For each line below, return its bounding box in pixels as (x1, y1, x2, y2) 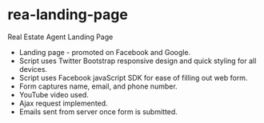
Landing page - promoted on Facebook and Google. (18, 47, 191, 57)
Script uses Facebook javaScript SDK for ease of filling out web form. (18, 73, 248, 82)
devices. (18, 64, 48, 73)
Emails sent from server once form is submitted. (18, 106, 178, 117)
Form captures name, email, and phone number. (18, 81, 178, 91)
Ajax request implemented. (18, 98, 109, 108)
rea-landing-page (7, 6, 129, 24)
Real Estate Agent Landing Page (7, 32, 114, 42)
